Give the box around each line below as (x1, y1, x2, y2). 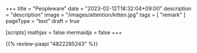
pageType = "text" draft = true (5, 18, 80, 24)
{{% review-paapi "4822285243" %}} (5, 41, 99, 47)
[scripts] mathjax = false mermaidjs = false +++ (5, 29, 123, 36)
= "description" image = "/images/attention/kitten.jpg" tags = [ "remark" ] (5, 11, 186, 18)
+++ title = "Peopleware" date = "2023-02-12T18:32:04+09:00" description (5, 5, 192, 12)
